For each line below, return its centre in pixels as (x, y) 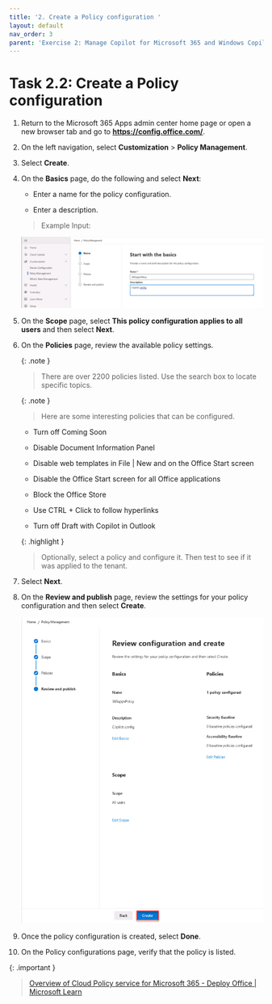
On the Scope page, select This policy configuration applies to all (132, 321)
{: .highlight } (42, 541)
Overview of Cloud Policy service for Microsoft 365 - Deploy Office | (143, 983)
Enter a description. (66, 210)
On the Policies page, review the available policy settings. (117, 345)
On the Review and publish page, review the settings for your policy (134, 597)
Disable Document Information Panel (94, 447)
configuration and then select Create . (83, 605)
